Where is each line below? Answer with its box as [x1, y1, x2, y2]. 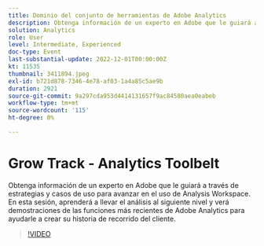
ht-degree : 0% [8, 114, 55, 122]
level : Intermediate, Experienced [8, 41, 122, 49]
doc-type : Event [8, 48, 61, 56]
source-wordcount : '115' [8, 107, 90, 115]
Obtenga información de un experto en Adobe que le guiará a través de [8, 180, 240, 189]
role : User [8, 33, 44, 42]
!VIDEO [27, 229, 51, 238]
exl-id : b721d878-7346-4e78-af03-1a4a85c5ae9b [8, 77, 163, 85]
